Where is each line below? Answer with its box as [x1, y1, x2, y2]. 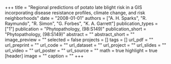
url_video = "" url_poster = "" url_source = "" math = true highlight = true [5, 48, 158, 53]
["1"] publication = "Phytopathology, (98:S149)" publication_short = [5, 26, 146, 32]
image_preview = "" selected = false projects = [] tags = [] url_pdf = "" [5, 37, 154, 43]
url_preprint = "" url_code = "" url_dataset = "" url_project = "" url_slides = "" [5, 42, 166, 48]
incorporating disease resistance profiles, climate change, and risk [5, 10, 145, 16]
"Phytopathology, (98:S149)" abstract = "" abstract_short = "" [5, 31, 135, 37]
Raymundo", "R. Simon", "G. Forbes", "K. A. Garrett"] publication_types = [5, 20, 158, 26]
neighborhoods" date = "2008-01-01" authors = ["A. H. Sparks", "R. [5, 15, 147, 21]
